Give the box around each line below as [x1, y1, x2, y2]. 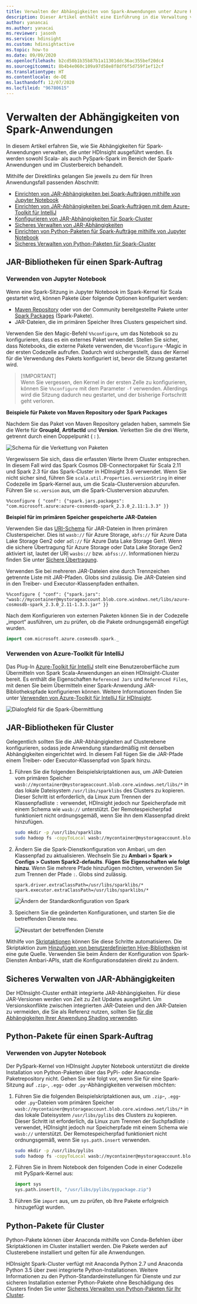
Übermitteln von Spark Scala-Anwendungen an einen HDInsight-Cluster [6, 669, 180, 676]
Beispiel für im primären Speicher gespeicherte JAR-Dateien [6, 513, 157, 520]
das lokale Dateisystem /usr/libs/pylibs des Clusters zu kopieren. [14, 1111, 178, 1118]
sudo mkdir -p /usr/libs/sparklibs [14, 830, 102, 835]
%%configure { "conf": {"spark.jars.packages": [6, 498, 125, 504]
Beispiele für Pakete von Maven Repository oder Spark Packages [6, 409, 168, 416]
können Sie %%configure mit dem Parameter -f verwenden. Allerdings [20, 384, 188, 392]
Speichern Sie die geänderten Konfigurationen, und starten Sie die [14, 909, 175, 916]
